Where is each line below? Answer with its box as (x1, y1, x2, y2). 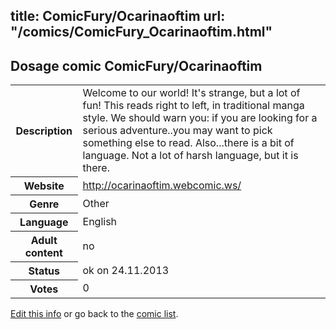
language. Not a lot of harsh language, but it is (82, 149, 299, 163)
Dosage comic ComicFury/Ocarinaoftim (10, 57, 263, 74)
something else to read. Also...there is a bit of (82, 136, 295, 150)
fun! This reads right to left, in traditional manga (82, 99, 305, 113)
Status (28, 264, 60, 278)
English (82, 214, 118, 228)
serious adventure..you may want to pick (82, 124, 273, 138)
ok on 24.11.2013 (82, 263, 170, 277)
